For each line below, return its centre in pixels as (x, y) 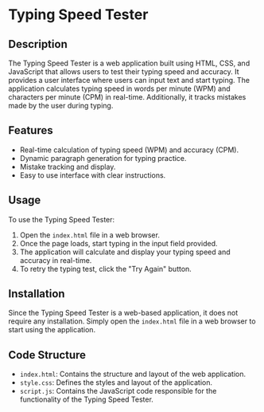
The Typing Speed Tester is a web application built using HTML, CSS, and (129, 63)
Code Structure (47, 355)
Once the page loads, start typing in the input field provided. (118, 243)
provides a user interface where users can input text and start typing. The (129, 80)
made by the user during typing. (61, 106)
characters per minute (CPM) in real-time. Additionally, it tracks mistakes (127, 97)
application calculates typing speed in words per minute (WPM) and (119, 88)
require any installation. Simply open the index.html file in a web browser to (132, 321)
